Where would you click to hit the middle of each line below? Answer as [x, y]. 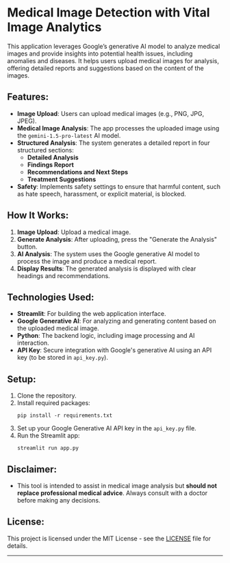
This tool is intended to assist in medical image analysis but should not [117, 486]
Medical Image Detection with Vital [108, 13]
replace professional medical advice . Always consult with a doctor [112, 493]
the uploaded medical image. [58, 328]
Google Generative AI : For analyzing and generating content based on [117, 321]
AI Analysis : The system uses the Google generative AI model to [108, 254]
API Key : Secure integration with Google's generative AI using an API [114, 350]
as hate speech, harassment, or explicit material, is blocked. [101, 194]
